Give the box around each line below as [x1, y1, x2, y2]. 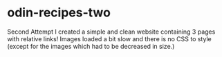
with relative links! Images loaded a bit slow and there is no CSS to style [7, 34, 212, 43]
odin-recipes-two [7, 5, 111, 21]
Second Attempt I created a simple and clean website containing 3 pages [7, 27, 216, 36]
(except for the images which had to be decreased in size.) [7, 42, 175, 50]
